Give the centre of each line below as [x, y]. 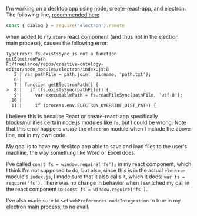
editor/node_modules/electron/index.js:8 [58, 69]
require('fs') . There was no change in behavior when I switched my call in [98, 182]
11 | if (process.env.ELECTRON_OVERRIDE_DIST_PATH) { [84, 105]
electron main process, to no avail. [48, 207]
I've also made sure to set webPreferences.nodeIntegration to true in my [94, 200]
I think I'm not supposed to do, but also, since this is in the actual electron [96, 170]
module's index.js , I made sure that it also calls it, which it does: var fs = [96, 177]
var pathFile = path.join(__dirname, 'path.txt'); [88, 74]
